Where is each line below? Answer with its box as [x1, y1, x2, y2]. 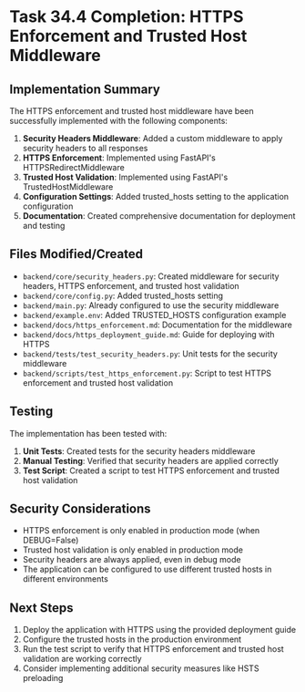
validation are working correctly [22, 654, 143, 665]
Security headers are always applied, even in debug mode [22, 554, 241, 565]
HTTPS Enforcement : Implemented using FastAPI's [22, 152, 216, 163]
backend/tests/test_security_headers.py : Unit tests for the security [22, 348, 278, 359]
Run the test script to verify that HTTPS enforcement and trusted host [22, 644, 284, 655]
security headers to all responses [22, 143, 148, 153]
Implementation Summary [9, 81, 161, 97]
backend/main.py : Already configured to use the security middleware [22, 299, 280, 311]
